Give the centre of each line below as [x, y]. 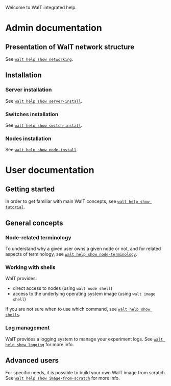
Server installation [29, 90]
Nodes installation [28, 139]
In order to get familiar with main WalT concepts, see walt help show [77, 201]
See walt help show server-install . [44, 101]
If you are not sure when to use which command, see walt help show [78, 309]
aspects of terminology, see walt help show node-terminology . [71, 254]
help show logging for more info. [40, 344]
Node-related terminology [38, 237]
